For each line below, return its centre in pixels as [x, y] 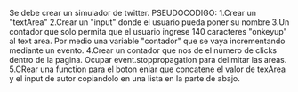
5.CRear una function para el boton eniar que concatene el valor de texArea [148, 69]
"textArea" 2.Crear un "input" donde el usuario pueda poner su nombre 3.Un [149, 22]
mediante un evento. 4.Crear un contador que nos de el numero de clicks [143, 50]
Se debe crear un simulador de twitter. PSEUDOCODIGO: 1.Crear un [133, 13]
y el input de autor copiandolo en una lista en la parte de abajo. [125, 78]
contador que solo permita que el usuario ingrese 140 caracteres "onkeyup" [148, 31]
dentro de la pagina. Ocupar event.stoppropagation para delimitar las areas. [148, 60]
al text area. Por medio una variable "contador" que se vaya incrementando [147, 41]
